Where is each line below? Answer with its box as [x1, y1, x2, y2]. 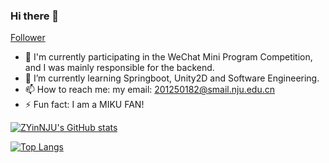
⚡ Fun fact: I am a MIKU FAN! [24, 99, 145, 111]
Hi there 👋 [10, 9, 60, 23]
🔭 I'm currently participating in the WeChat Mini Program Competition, [24, 51, 313, 63]
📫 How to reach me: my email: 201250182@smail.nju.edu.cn [24, 84, 276, 96]
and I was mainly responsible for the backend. [24, 62, 215, 74]
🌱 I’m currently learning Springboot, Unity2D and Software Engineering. [24, 72, 320, 84]
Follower [10, 32, 46, 44]
